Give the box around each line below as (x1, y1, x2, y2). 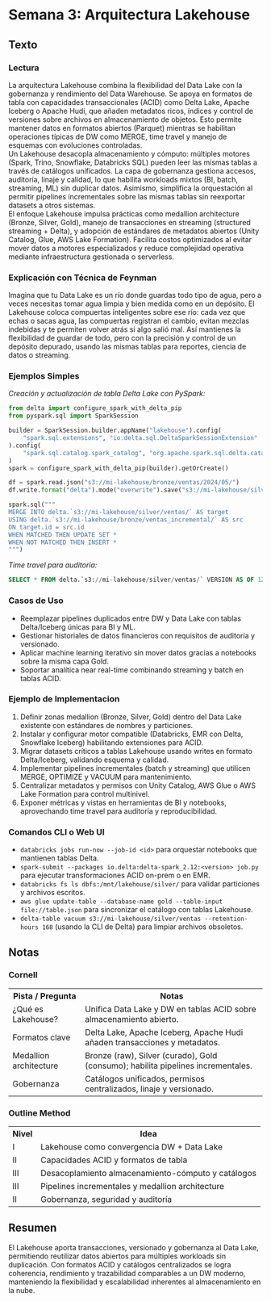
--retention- (204, 915, 248, 923)
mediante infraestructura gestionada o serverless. (8, 252, 175, 262)
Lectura (8, 62, 40, 73)
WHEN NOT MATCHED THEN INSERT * (8, 538, 117, 546)
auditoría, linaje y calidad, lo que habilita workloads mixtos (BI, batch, (8, 174, 239, 184)
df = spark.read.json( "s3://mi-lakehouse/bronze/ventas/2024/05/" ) (8, 479, 240, 487)
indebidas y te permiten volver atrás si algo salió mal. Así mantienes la (8, 324, 242, 334)
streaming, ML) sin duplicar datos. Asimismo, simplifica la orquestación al (8, 183, 253, 193)
